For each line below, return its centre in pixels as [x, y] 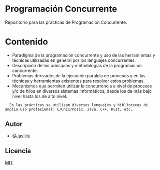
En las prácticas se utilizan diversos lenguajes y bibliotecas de [79, 105]
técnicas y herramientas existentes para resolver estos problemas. [78, 81]
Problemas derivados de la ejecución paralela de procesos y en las [79, 75]
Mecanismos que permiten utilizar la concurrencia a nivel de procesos [82, 86]
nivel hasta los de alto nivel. [40, 96]
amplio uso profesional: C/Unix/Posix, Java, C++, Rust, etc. [69, 109]
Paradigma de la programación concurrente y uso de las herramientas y [84, 55]
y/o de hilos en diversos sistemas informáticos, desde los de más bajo [82, 91]
